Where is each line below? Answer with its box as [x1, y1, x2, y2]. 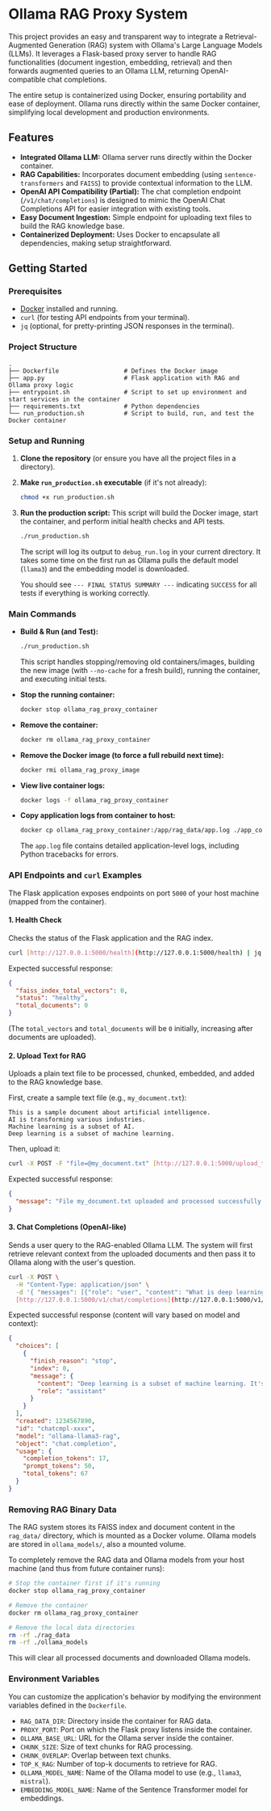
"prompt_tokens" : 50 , [23, 1462, 95, 1471]
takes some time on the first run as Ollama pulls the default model [19, 555, 239, 565]
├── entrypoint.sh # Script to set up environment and [8, 388, 248, 396]
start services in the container [8, 395, 121, 403]
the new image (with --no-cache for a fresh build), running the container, [19, 665, 261, 675]
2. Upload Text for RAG [8, 1051, 86, 1060]
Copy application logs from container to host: [19, 811, 176, 820]
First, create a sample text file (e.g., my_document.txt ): [8, 1093, 187, 1103]
